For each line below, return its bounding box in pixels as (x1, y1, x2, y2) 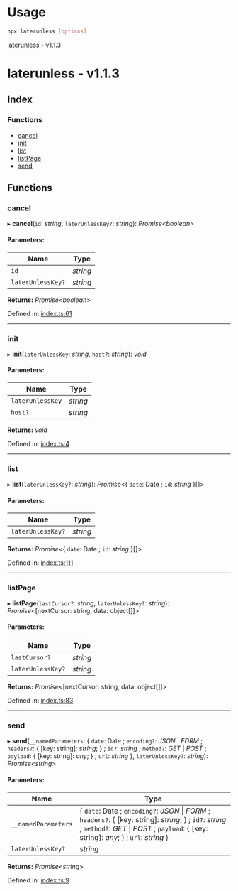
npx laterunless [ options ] (7, 28, 87, 35)
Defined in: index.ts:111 (7, 558, 74, 567)
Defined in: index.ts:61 (7, 309, 72, 318)
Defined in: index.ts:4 (7, 440, 70, 448)
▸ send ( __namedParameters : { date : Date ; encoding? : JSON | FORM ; (7, 737, 203, 745)
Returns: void (7, 426, 48, 434)
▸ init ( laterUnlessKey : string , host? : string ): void (7, 350, 147, 358)
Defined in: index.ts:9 (7, 875, 69, 885)
